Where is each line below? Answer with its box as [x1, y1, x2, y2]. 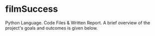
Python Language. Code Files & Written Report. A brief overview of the [5, 20, 151, 26]
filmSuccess [5, 3, 58, 15]
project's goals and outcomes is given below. [5, 25, 98, 31]
